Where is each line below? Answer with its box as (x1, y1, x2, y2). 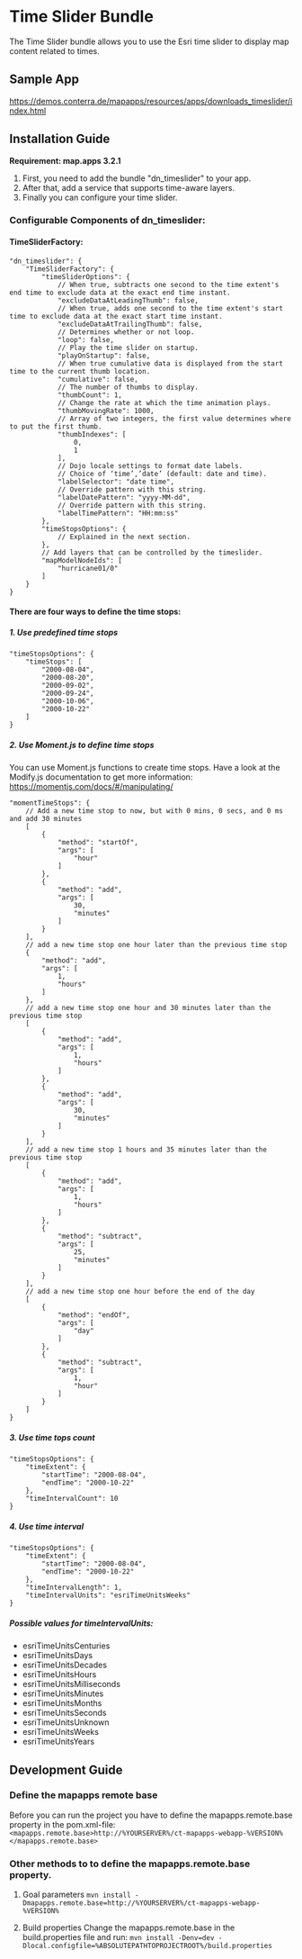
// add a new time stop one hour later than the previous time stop (25, 941, 288, 950)
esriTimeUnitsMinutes (22, 1688, 104, 1699)
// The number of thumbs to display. (57, 383, 200, 392)
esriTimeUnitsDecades (22, 1659, 108, 1671)
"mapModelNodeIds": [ (41, 555, 123, 564)
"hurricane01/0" (57, 564, 119, 573)
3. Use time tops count (9, 1431, 96, 1442)
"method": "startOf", (57, 838, 139, 847)
